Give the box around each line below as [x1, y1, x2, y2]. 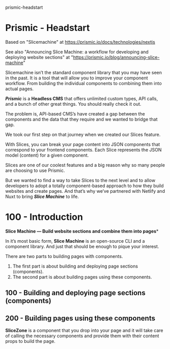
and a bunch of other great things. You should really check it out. [5, 101, 141, 107]
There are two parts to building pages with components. [5, 253, 123, 259]
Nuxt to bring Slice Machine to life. [5, 193, 79, 199]
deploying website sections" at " [5, 54, 74, 60]
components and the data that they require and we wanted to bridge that [5, 116, 158, 122]
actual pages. [5, 85, 34, 92]
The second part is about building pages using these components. [12, 274, 152, 280]
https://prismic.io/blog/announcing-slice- [73, 54, 160, 60]
